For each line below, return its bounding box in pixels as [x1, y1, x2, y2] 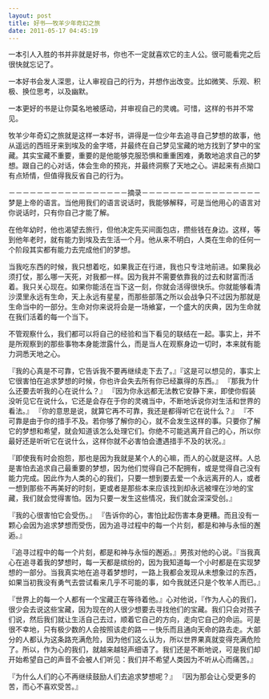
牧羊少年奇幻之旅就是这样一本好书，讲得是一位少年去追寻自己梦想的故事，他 [8, 131, 261, 140]
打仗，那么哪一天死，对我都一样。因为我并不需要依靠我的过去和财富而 [14, 272, 247, 281]
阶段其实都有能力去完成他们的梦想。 [14, 245, 134, 255]
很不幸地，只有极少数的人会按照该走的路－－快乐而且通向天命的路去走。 [8, 624, 247, 634]
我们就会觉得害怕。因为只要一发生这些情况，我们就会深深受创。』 [22, 494, 236, 503]
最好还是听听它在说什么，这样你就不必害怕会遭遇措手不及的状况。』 [8, 436, 230, 446]
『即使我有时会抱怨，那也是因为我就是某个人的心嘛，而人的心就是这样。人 [8, 454, 254, 463]
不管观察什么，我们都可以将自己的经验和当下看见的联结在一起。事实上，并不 [8, 329, 261, 339]
